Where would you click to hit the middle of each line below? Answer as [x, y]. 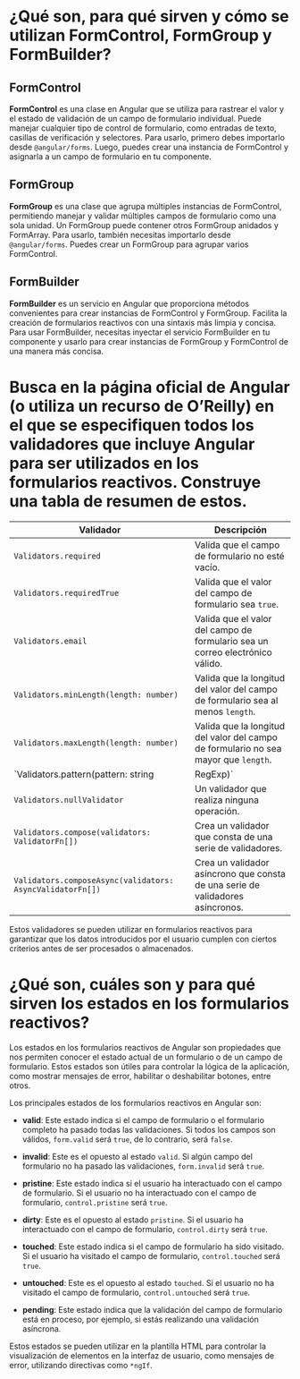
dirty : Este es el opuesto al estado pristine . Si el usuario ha [133, 1220]
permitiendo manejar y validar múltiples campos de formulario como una [143, 216]
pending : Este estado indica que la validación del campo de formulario [152, 1309]
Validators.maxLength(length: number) [96, 743]
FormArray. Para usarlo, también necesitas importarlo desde [120, 234]
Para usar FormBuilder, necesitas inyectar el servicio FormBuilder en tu [140, 332]
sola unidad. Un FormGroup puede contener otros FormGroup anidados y [144, 225]
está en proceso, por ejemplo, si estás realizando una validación [140, 1319]
